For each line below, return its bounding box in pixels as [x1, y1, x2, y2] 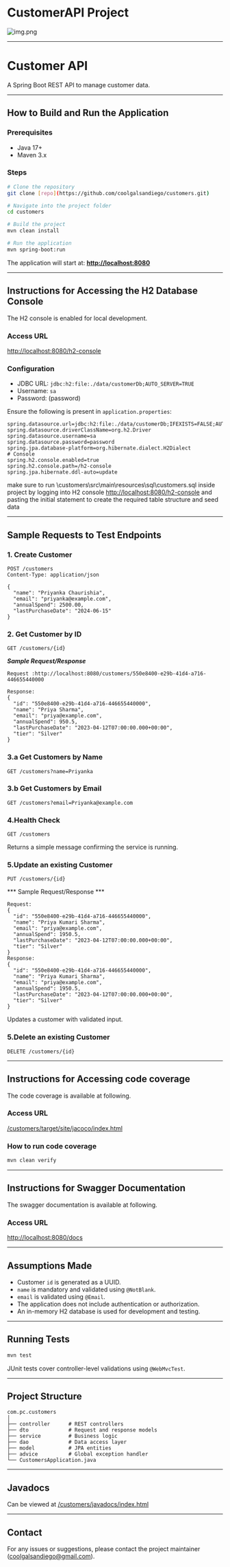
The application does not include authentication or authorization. [16, 1300, 200, 1308]
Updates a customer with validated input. [7, 1015, 123, 1023]
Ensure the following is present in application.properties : [7, 408, 172, 416]
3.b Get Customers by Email [7, 783, 102, 793]
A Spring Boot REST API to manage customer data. [7, 80, 151, 89]
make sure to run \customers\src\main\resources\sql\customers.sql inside [7, 481, 216, 489]
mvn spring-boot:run [7, 246, 66, 253]
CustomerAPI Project [7, 5, 129, 21]
